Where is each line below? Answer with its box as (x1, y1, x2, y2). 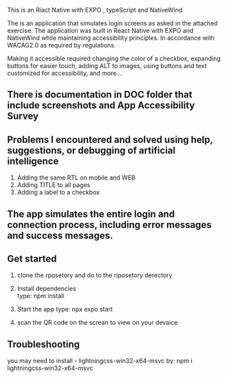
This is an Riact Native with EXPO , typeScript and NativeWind (7, 6, 183, 14)
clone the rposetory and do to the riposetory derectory (17, 271, 173, 279)
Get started (7, 252, 57, 264)
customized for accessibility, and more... (7, 69, 122, 77)
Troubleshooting (7, 338, 80, 350)
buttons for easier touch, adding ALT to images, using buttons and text (7, 62, 207, 69)
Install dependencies (17, 285, 77, 293)
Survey (7, 110, 39, 122)
